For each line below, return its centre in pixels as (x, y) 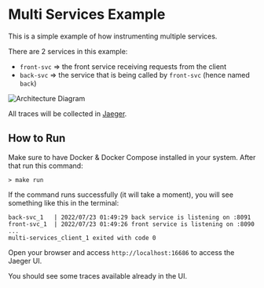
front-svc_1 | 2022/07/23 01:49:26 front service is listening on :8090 (132, 224)
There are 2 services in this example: (68, 51)
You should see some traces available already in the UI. (97, 275)
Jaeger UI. (25, 261)
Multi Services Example (87, 15)
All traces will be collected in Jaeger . (68, 113)
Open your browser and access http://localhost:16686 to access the (121, 252)
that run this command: (46, 166)
